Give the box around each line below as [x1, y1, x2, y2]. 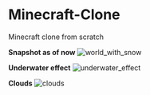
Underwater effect [8, 62, 71, 73]
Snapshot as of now [8, 47, 76, 57]
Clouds [8, 78, 34, 88]
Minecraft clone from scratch [8, 32, 105, 42]
